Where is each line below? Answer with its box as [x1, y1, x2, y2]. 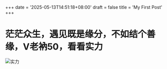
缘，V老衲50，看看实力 [5, 41, 103, 52]
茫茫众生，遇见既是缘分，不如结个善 [5, 28, 156, 40]
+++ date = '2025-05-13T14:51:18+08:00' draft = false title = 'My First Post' [5, 4, 162, 10]
